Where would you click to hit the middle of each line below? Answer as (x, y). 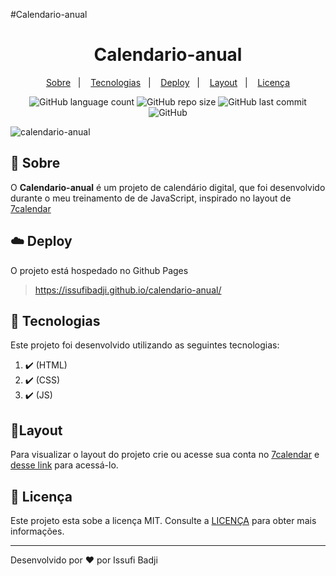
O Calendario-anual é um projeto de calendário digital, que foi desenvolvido (168, 187)
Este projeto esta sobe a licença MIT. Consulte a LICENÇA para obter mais (163, 520)
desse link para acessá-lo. (64, 465)
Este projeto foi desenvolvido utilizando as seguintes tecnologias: (145, 345)
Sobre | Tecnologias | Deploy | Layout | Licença (168, 82)
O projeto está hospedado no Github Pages (99, 270)
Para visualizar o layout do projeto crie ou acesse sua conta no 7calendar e (165, 455)
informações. (37, 531)
